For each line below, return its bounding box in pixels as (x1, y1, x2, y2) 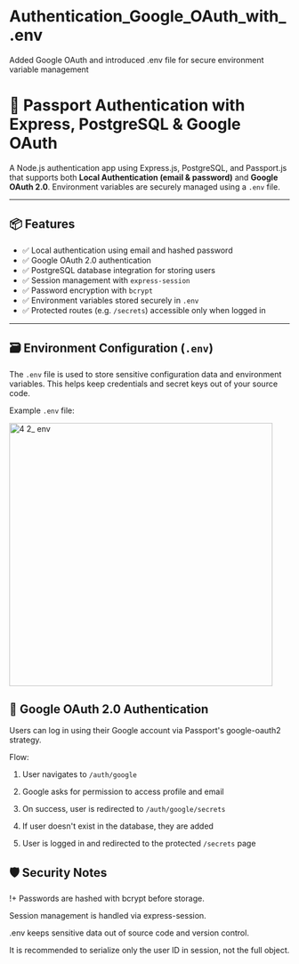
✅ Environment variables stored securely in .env (21, 295, 199, 305)
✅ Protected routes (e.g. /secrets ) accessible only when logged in (21, 304, 266, 315)
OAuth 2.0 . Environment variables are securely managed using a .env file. (9, 181, 280, 192)
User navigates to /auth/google (21, 769, 138, 780)
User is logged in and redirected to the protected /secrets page (21, 838, 256, 849)
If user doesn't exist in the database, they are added (21, 821, 214, 831)
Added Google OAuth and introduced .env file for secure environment (9, 54, 264, 65)
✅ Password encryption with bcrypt (21, 285, 153, 296)
